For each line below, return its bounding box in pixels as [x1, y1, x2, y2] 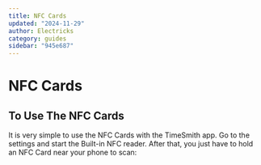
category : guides [8, 34, 67, 43]
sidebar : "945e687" [8, 42, 74, 50]
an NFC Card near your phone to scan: [8, 147, 137, 158]
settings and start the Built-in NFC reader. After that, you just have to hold [8, 139, 254, 149]
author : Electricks [8, 27, 74, 35]
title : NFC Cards [8, 11, 67, 20]
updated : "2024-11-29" [8, 19, 85, 27]
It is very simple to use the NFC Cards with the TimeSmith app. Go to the [8, 130, 250, 140]
